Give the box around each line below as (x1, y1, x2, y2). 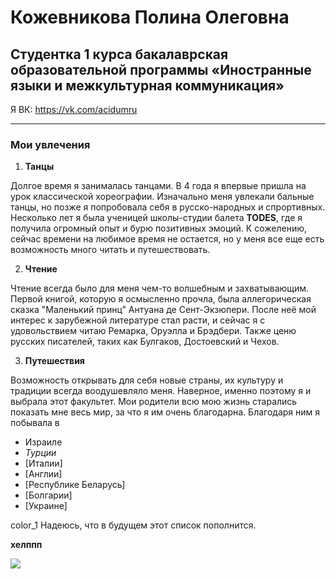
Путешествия (24, 355, 85, 367)
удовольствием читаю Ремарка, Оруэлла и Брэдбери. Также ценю (10, 325, 297, 337)
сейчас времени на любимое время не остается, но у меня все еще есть (10, 233, 325, 245)
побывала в (10, 417, 60, 429)
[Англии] (24, 468, 63, 480)
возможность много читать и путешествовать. (10, 244, 211, 256)
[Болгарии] (24, 489, 73, 501)
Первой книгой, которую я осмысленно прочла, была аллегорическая (10, 293, 312, 305)
